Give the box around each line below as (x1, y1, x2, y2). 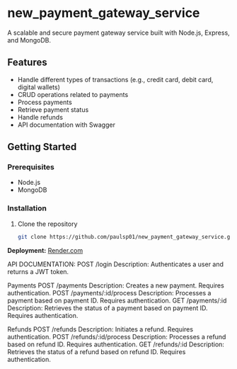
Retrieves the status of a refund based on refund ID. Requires (7, 347, 186, 356)
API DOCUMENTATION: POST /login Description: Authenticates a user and (7, 260, 224, 268)
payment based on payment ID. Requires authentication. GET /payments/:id (7, 296, 227, 305)
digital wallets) (17, 83, 60, 91)
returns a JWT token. (7, 267, 69, 276)
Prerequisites (7, 162, 54, 172)
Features (7, 57, 47, 69)
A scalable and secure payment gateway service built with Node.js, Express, (7, 28, 230, 37)
